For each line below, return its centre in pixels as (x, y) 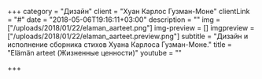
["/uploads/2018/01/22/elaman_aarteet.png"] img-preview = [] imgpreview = (131, 28)
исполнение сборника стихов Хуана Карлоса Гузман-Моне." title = (120, 45)
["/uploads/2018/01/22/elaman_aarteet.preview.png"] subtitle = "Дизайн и (128, 36)
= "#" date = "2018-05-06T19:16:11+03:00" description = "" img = (114, 20)
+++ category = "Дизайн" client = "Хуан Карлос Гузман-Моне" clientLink (129, 11)
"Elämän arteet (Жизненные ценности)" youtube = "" (94, 53)
